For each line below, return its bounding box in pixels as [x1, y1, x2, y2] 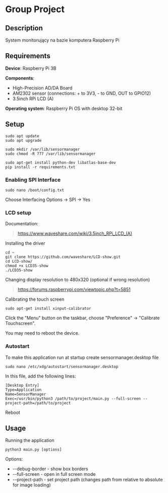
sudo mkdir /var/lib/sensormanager [5, 147, 80, 152]
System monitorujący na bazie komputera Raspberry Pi [5, 37, 120, 43]
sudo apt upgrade [5, 138, 42, 143]
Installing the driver [5, 240, 45, 247]
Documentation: [5, 221, 39, 227]
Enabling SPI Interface [5, 176, 61, 183]
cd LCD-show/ [5, 259, 33, 264]
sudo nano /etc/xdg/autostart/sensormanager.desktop [5, 364, 119, 369]
